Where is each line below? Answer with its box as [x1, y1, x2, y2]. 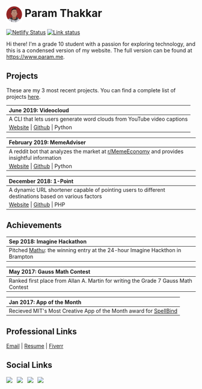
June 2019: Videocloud [8, 106, 69, 114]
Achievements [6, 220, 62, 230]
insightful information [8, 154, 62, 161]
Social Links [6, 359, 53, 370]
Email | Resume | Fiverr [6, 343, 64, 350]
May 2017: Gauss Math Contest [8, 268, 91, 276]
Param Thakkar [24, 7, 102, 21]
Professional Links [6, 326, 77, 337]
